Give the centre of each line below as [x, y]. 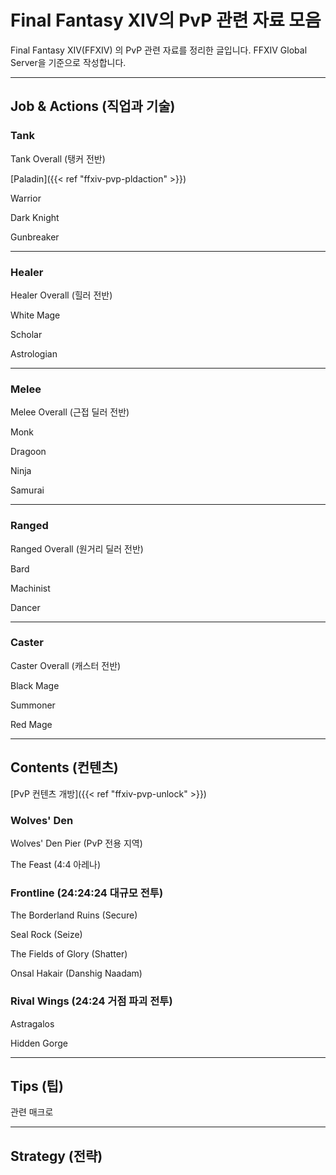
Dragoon [28, 452]
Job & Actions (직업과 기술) [93, 106]
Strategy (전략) [56, 1156]
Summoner [33, 705]
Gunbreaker [35, 237]
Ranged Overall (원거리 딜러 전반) [77, 548]
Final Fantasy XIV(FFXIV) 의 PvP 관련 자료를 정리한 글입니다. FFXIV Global [159, 50]
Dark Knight [35, 217]
